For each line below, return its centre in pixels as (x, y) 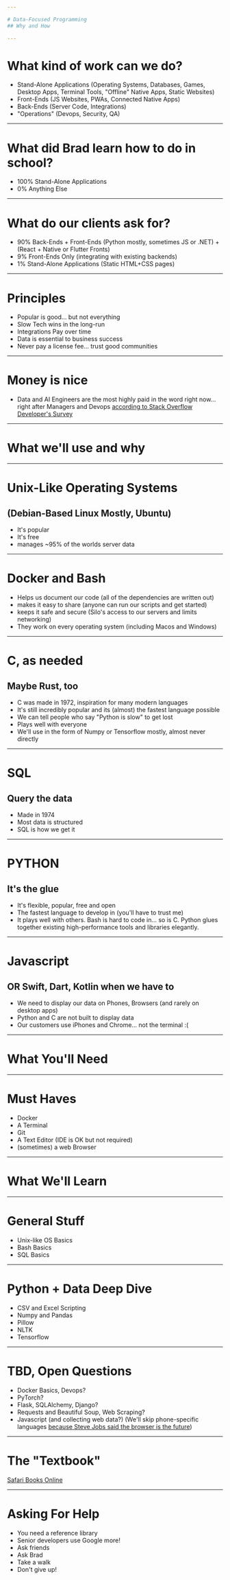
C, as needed (45, 661)
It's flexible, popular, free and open (66, 906)
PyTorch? (30, 1398)
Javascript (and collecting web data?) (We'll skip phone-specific (108, 1419)
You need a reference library (57, 1533)
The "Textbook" (54, 1460)
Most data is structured (50, 822)
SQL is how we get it (46, 829)
